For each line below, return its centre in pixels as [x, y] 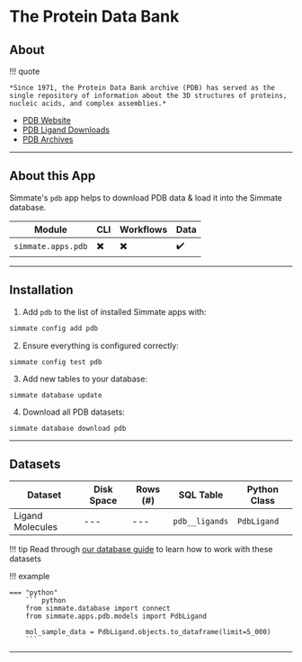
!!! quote [25, 71]
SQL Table [201, 495]
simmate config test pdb [56, 362]
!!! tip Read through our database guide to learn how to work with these [141, 550]
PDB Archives [48, 139]
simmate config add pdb [54, 328]
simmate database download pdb [68, 428]
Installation [41, 290]
